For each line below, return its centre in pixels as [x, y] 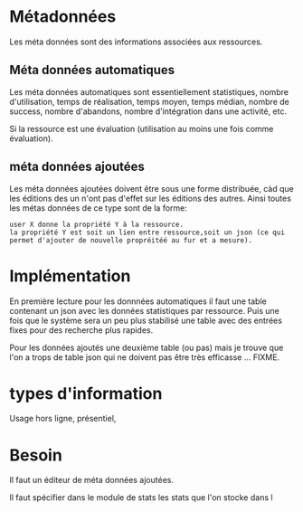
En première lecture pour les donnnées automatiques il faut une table [138, 301]
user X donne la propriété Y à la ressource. [96, 224]
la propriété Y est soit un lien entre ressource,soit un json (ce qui [147, 232]
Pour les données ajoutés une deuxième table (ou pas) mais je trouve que [147, 347]
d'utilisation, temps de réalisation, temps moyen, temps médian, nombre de [149, 101]
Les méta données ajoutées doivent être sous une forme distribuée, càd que [151, 188]
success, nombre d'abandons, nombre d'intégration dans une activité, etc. [148, 111]
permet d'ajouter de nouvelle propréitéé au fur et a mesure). [131, 240]
